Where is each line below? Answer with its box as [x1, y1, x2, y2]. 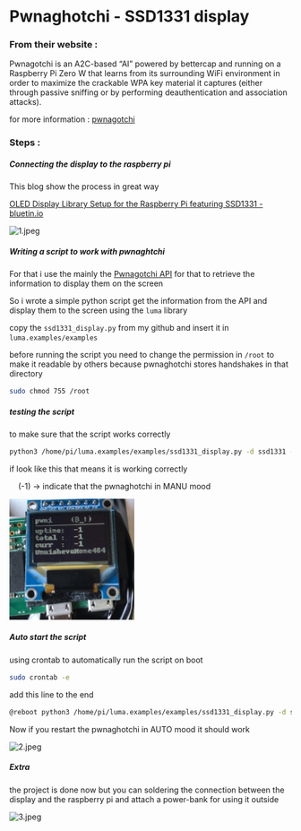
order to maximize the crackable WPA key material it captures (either [9, 78, 263, 89]
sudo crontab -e [9, 672, 70, 682]
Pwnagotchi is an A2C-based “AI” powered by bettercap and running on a [9, 58, 281, 69]
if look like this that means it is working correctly [9, 463, 188, 474]
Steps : [9, 136, 41, 149]
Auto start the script [9, 632, 87, 643]
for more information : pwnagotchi [9, 114, 136, 125]
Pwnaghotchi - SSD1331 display [9, 6, 250, 27]
